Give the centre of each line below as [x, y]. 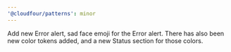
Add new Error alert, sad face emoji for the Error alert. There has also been [116, 33]
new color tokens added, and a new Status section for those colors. [105, 41]
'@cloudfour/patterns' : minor [52, 14]
